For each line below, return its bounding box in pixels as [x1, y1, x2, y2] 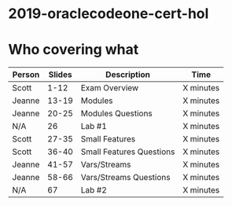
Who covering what [8, 41, 139, 59]
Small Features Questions [80, 146, 175, 157]
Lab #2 [80, 185, 108, 196]
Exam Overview [80, 83, 139, 94]
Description [105, 69, 151, 80]
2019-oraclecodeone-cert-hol [8, 5, 209, 23]
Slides [48, 69, 72, 80]
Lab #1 [80, 121, 108, 132]
